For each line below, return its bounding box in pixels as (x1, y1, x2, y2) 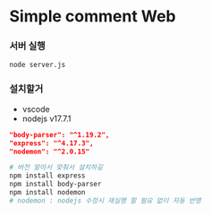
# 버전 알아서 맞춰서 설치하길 (9, 163, 104, 172)
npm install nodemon (9, 188, 87, 197)
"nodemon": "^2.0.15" (9, 147, 90, 156)
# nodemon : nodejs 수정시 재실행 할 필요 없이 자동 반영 (9, 196, 202, 205)
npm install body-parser (9, 180, 102, 189)
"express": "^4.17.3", (9, 138, 94, 148)
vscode (21, 103, 51, 114)
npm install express (9, 171, 87, 180)
